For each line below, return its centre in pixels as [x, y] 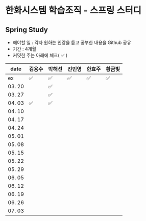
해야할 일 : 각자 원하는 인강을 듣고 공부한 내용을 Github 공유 [72, 42]
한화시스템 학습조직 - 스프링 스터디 [74, 10]
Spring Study [27, 29]
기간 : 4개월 [25, 49]
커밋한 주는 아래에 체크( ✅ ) [40, 55]
